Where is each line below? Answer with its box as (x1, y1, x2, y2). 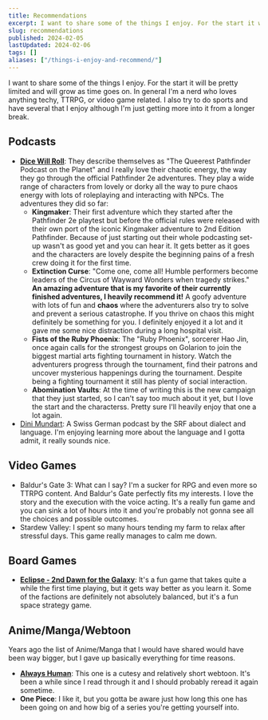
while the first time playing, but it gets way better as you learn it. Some (19, 584, 252, 593)
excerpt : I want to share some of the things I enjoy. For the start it (8, 19, 255, 27)
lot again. (31, 410, 62, 419)
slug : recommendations (8, 26, 84, 34)
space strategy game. (19, 600, 92, 610)
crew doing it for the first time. (31, 258, 132, 267)
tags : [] (8, 49, 37, 57)
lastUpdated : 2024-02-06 (8, 41, 91, 49)
